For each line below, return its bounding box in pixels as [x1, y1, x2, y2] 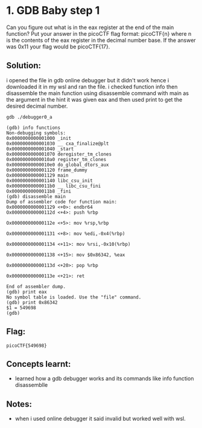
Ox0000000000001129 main [6, 172, 69, 179]
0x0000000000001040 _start [6, 146, 74, 152]
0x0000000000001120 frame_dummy [6, 167, 87, 173]
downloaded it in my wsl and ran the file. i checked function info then [6, 83, 178, 90]
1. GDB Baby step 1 [6, 4, 100, 18]
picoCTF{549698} [6, 343, 47, 349]
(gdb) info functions [6, 125, 61, 131]
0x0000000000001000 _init [6, 135, 71, 141]
